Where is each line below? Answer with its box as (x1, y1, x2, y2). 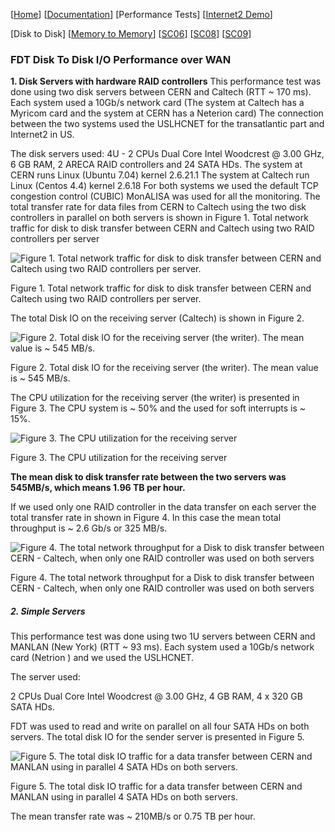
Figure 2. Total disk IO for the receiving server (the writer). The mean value (10, 362, 319, 374)
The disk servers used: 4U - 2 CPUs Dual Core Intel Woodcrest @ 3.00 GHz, (10, 148, 325, 160)
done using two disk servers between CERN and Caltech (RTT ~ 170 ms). (10, 86, 312, 98)
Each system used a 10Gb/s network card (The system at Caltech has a (10, 97, 305, 109)
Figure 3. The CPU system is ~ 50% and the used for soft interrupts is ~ (10, 402, 307, 414)
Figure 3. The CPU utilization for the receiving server (10, 452, 228, 464)
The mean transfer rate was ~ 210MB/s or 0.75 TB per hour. (10, 810, 256, 823)
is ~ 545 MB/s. (10, 372, 71, 384)
